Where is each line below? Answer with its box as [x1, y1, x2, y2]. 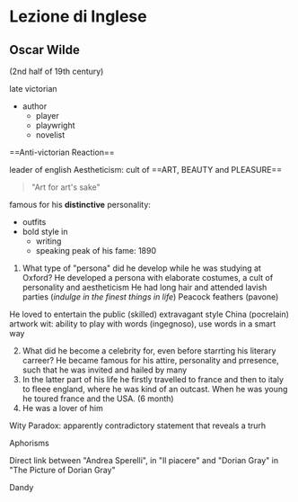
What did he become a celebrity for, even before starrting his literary [22, 345, 276, 356]
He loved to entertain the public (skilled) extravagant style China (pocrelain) [9, 309, 290, 319]
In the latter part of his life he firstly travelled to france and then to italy [22, 374, 285, 384]
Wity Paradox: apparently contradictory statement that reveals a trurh [9, 420, 267, 431]
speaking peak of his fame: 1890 [35, 246, 157, 255]
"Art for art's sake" [31, 182, 101, 193]
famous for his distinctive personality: [9, 200, 151, 210]
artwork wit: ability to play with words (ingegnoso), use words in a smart [9, 318, 276, 329]
